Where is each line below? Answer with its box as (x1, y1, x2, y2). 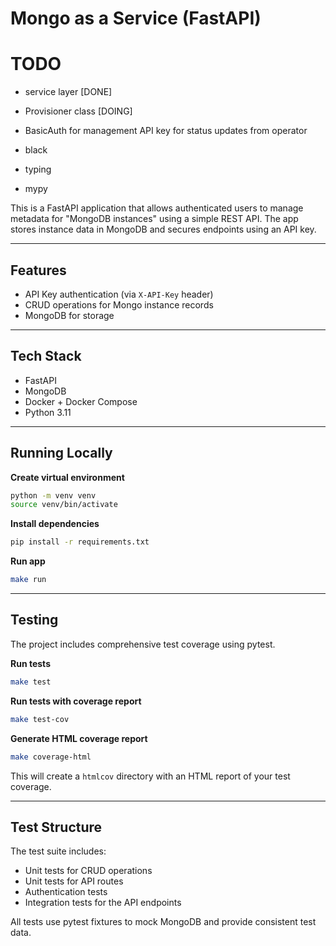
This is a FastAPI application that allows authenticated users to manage (10, 202, 304, 214)
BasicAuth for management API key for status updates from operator (24, 125, 308, 137)
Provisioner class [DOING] (24, 105, 133, 117)
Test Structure (10, 818, 103, 836)
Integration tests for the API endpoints (24, 897, 182, 909)
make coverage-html (10, 752, 92, 762)
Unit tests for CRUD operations (24, 865, 153, 877)
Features (10, 262, 67, 279)
